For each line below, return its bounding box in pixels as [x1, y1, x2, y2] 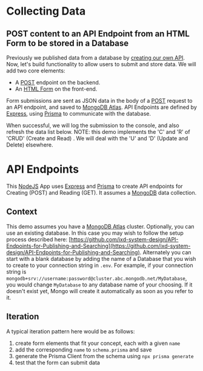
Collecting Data [6, 4, 86, 18]
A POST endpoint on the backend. [15, 79, 101, 86]
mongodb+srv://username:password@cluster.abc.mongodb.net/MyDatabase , [6, 274, 187, 282]
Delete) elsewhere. [6, 141, 53, 148]
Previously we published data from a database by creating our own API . [6, 54, 185, 61]
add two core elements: [6, 67, 65, 74]
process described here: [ [6, 235, 71, 243]
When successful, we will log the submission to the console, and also [6, 122, 180, 129]
